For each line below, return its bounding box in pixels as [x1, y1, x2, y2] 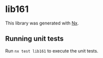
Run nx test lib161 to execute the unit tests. [5, 47, 98, 53]
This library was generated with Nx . [5, 20, 79, 26]
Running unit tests [5, 34, 64, 43]
